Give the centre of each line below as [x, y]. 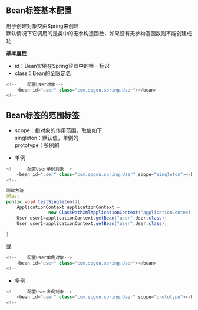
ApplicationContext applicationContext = [68, 207]
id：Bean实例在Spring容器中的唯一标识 [62, 66]
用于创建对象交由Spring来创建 [43, 26]
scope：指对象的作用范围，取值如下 [58, 130]
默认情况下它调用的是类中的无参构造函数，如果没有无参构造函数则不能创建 [96, 33]
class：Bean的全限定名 [43, 73]
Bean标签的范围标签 [43, 115]
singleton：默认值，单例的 [47, 138]
